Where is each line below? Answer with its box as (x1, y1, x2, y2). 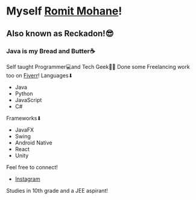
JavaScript (14, 96, 42, 103)
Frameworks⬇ (6, 114, 42, 121)
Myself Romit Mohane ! (6, 4, 122, 18)
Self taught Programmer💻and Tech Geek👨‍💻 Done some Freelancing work (6, 63, 190, 70)
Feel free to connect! (6, 163, 58, 170)
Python (14, 89, 33, 97)
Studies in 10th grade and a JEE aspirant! (6, 187, 109, 194)
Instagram (14, 175, 40, 182)
